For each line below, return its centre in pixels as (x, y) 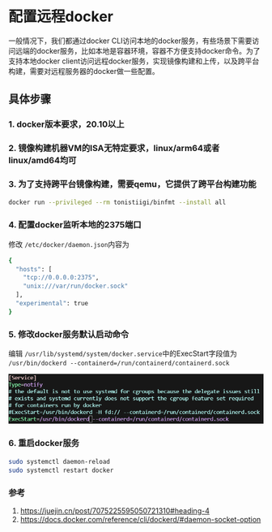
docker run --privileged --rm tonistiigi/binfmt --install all (117, 203)
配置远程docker (61, 17)
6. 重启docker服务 (44, 443)
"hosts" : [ (34, 269)
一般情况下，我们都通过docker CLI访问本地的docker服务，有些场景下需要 (130, 41)
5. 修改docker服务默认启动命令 (69, 334)
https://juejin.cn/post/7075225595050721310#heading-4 (115, 510)
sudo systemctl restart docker (61, 470)
